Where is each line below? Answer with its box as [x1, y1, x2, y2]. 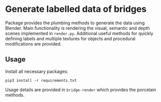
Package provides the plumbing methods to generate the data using [5, 20, 145, 26]
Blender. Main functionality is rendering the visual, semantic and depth [5, 25, 151, 31]
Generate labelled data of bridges [5, 3, 147, 15]
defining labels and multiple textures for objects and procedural [5, 36, 136, 42]
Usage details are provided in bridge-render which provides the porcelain [5, 87, 156, 93]
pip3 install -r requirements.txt [5, 78, 77, 83]
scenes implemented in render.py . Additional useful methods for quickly [5, 30, 154, 36]
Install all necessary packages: [5, 68, 69, 74]
